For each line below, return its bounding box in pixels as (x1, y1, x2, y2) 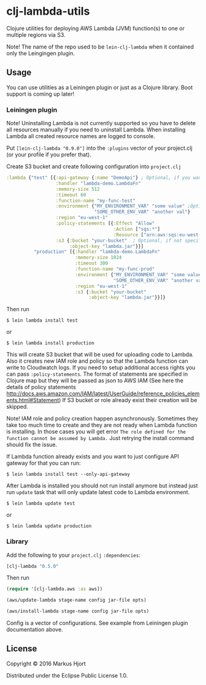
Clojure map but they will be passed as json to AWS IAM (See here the (6, 377, 184, 384)
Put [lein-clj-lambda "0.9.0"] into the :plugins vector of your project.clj (6, 144, 193, 152)
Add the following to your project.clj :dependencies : (6, 551, 141, 559)
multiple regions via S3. (6, 31, 66, 38)
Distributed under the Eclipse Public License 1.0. (6, 671, 128, 679)
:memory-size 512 (55, 186, 100, 192)
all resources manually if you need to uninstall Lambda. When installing (6, 126, 186, 133)
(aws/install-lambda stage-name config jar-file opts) (6, 608, 150, 614)
